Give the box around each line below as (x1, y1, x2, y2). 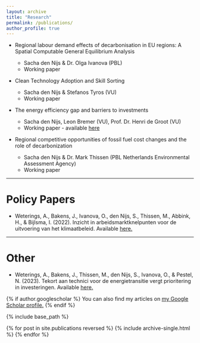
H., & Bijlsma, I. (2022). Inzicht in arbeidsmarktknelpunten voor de (14, 219, 177, 226)
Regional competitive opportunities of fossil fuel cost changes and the (14, 136, 187, 143)
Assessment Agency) (23, 160, 76, 167)
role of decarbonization (14, 142, 73, 149)
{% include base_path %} (6, 313, 69, 320)
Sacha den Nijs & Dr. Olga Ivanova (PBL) (23, 59, 123, 67)
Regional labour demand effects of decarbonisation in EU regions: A (14, 42, 182, 49)
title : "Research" (6, 14, 52, 20)
